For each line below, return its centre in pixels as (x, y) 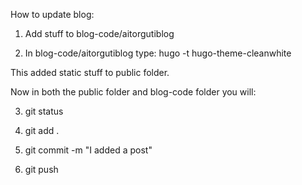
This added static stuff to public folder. (90, 72)
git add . (42, 130)
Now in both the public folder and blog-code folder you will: (133, 92)
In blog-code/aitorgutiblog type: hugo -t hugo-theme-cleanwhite (158, 53)
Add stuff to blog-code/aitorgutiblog (99, 33)
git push (41, 169)
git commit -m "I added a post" (88, 150)
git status (44, 111)
